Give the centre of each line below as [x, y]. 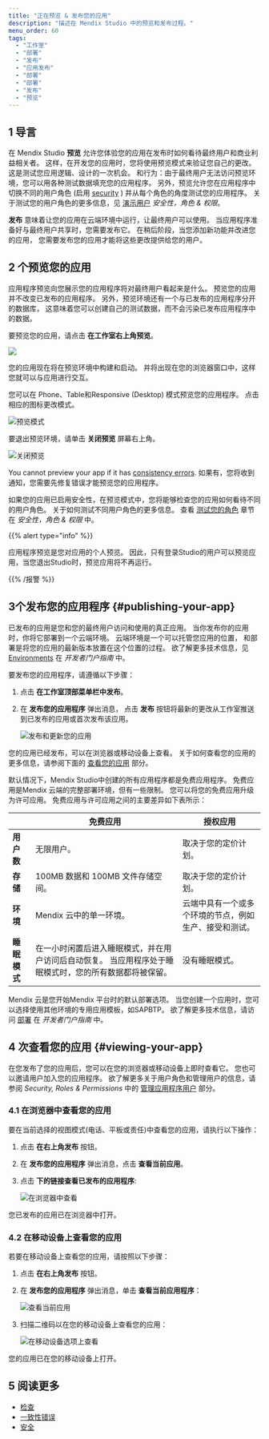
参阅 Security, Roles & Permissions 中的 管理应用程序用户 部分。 [114, 1088]
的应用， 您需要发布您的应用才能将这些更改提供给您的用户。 [107, 240]
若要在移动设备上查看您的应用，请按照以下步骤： [89, 1256]
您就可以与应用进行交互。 [50, 377]
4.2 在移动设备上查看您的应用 [65, 1237]
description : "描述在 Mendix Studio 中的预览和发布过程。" [101, 23]
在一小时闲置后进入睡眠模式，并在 [99, 948]
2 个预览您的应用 [50, 268]
